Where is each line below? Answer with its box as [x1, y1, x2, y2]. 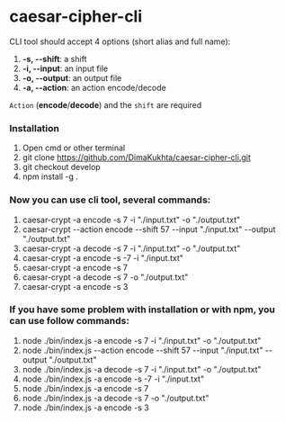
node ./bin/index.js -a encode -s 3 [22, 402, 150, 413]
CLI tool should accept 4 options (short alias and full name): [9, 36, 231, 47]
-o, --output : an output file [22, 72, 122, 83]
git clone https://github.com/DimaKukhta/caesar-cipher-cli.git [22, 152, 252, 163]
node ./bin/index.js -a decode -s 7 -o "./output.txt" [22, 392, 209, 403]
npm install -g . [22, 171, 79, 182]
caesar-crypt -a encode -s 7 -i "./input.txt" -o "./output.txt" [22, 214, 241, 225]
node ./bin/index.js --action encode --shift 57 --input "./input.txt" [22, 345, 263, 355]
